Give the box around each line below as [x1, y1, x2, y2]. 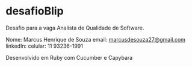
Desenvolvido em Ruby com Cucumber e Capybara [5, 54, 133, 61]
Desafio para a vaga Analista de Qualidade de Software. [5, 24, 144, 31]
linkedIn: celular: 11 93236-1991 [5, 42, 84, 49]
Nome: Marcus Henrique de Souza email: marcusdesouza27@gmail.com [5, 36, 186, 43]
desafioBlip [5, 4, 64, 18]
